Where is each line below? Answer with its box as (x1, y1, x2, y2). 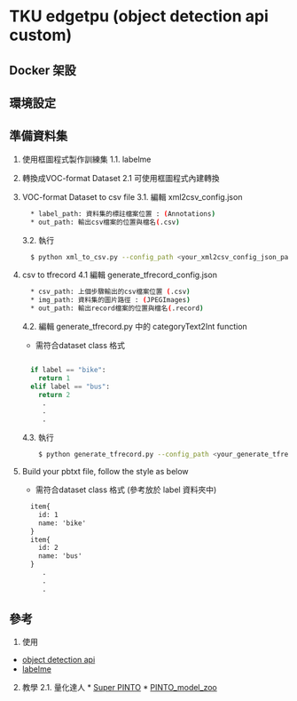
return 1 (38, 373, 71, 383)
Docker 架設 (9, 62, 77, 77)
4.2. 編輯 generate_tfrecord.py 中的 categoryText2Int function (21, 322, 248, 332)
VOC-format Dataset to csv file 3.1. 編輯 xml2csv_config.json (21, 191, 243, 202)
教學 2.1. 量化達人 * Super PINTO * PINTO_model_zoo (21, 682, 217, 693)
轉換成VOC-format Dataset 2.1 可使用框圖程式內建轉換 (21, 172, 220, 183)
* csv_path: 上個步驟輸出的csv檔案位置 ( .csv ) (30, 287, 191, 297)
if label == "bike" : (30, 366, 106, 375)
